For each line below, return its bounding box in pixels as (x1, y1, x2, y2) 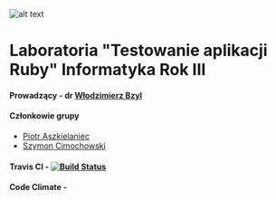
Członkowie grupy (9, 110, 80, 121)
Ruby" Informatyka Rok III (9, 60, 206, 81)
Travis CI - (9, 161, 50, 172)
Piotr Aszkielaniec (22, 130, 90, 141)
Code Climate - (9, 182, 68, 193)
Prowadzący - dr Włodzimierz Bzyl (9, 90, 143, 100)
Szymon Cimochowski (22, 140, 106, 151)
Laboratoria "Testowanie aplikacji (9, 41, 268, 61)
